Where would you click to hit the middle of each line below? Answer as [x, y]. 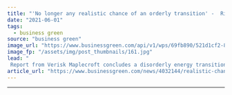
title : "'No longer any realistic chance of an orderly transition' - [111, 13]
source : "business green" [44, 39]
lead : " [18, 59]
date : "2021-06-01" [35, 20]
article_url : [26, 71]
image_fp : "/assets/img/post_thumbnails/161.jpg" [80, 52]
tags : [15, 26]
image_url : [23, 45]
